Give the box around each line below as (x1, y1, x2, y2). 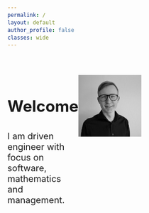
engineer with (7, 141, 65, 153)
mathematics (7, 173, 62, 185)
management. (7, 195, 65, 206)
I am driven (7, 131, 55, 142)
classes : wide (7, 34, 50, 41)
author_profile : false (7, 26, 74, 33)
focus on (7, 152, 45, 163)
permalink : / (7, 11, 46, 18)
